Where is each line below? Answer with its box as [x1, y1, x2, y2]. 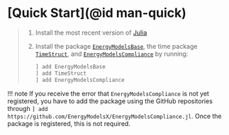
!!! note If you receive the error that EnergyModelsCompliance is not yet [7, 89, 209, 98]
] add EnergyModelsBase [35, 63, 106, 70]
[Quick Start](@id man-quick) [7, 5, 186, 21]
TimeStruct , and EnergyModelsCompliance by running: [35, 49, 189, 58]
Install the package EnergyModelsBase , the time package [35, 42, 198, 50]
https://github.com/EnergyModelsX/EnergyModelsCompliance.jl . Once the [7, 112, 222, 120]
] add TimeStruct [35, 69, 87, 77]
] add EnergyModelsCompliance [35, 76, 125, 83]
